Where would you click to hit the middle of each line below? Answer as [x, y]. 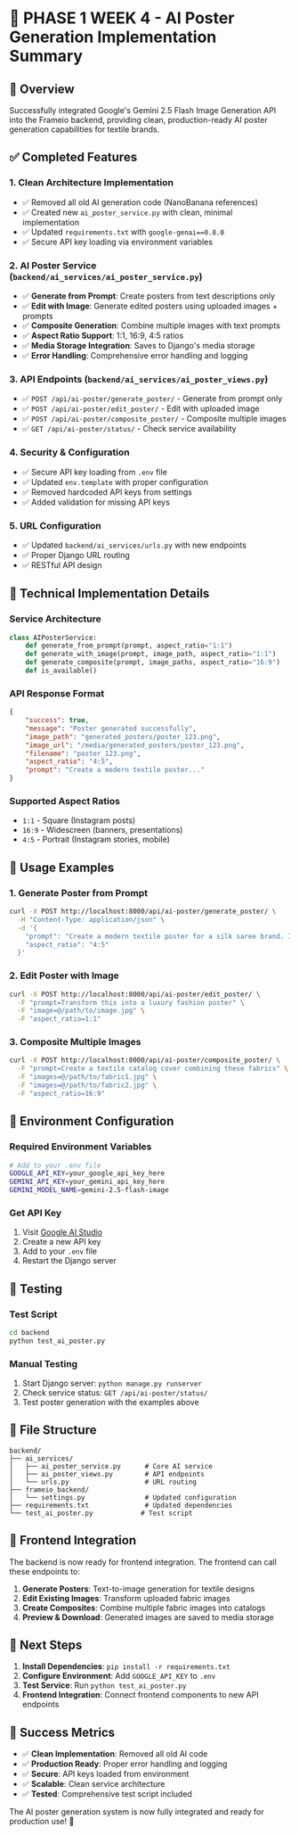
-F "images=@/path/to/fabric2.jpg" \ [87, 1086]
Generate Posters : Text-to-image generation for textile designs [138, 1588]
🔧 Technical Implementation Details [109, 593]
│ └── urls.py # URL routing [103, 1482]
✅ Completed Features [73, 157]
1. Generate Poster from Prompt [79, 893]
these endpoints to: [44, 1571]
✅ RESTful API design [62, 564]
